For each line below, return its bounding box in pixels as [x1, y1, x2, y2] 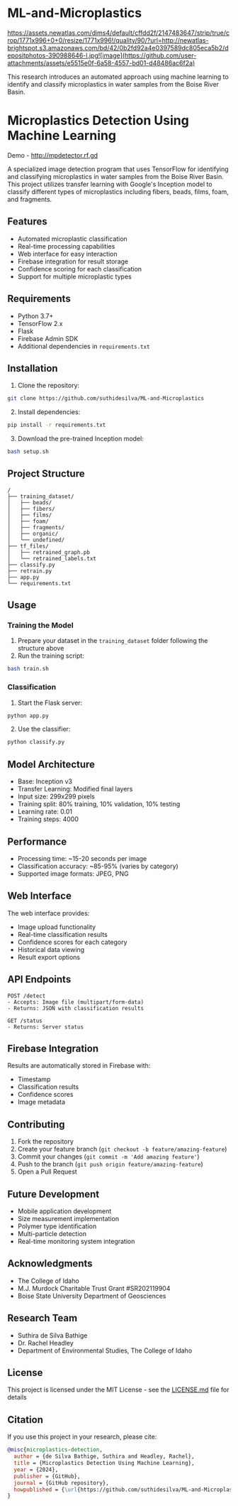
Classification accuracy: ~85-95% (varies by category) [17, 862, 178, 870]
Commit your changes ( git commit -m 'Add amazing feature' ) [17, 1152, 200, 1161]
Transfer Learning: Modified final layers [17, 785, 133, 793]
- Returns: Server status [7, 1023, 84, 1031]
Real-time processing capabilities [17, 242, 115, 250]
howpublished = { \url [13, 1486, 78, 1493]
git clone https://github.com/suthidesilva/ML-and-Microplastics [7, 395, 204, 402]
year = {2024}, [13, 1466, 59, 1473]
